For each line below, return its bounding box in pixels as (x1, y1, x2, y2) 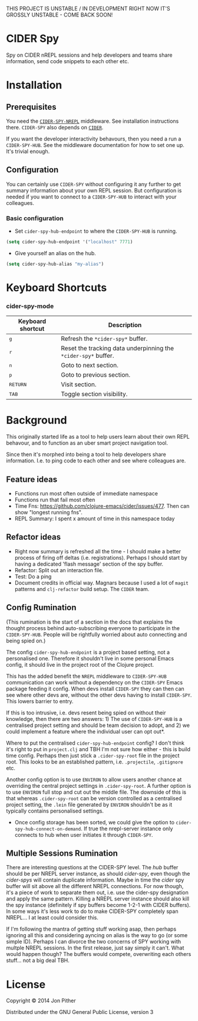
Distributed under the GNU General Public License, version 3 (6, 1009, 154, 1016)
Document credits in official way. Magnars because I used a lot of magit (14, 579, 189, 586)
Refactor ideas (6, 532, 61, 542)
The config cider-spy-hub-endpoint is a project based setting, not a (6, 648, 170, 655)
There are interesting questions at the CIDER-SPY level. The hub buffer (6, 864, 179, 871)
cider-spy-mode (6, 302, 54, 310)
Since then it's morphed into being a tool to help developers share (6, 451, 167, 458)
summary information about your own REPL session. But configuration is (6, 187, 182, 194)
